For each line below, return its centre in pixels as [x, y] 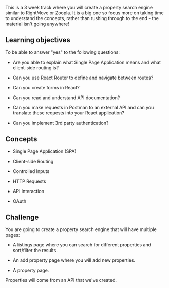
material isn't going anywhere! [37, 24]
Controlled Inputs [31, 171]
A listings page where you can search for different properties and [82, 245]
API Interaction [29, 191]
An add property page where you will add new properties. [74, 260]
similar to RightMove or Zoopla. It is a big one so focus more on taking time [85, 13]
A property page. [31, 270]
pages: [13, 235]
